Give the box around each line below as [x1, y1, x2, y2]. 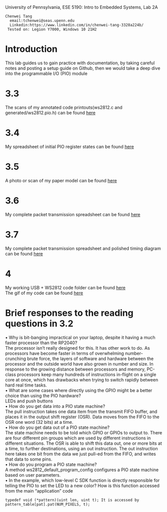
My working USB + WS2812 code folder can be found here [5, 284, 126, 290]
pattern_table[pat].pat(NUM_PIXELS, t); [5, 502, 91, 507]
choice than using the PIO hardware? [5, 392, 81, 398]
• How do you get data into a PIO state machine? [5, 403, 106, 409]
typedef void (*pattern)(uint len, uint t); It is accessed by [5, 498, 140, 503]
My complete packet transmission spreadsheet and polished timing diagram [5, 245, 161, 251]
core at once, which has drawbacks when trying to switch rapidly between [5, 377, 159, 383]
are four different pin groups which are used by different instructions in [5, 435, 151, 441]
